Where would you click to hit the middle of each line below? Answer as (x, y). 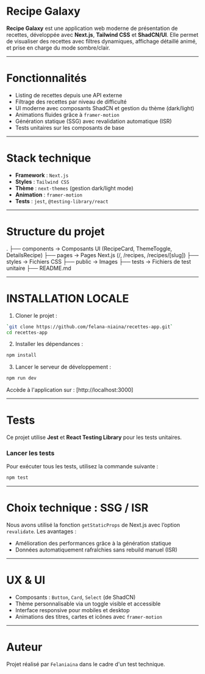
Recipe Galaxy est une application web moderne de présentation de (92, 28)
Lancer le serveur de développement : (63, 367)
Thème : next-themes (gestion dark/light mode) (74, 188)
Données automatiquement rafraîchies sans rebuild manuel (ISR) (96, 550)
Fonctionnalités (47, 78)
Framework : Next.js (42, 175)
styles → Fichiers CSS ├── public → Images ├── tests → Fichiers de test (99, 261)
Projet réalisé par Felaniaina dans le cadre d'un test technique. (86, 664)
